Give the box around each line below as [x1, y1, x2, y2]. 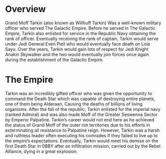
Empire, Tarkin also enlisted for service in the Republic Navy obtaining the [5, 30, 156, 36]
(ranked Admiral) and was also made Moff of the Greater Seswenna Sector [5, 111, 158, 117]
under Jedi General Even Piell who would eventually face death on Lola [5, 41, 150, 47]
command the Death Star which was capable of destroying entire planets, [5, 96, 155, 102]
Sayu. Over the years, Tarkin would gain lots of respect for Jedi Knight [5, 46, 149, 52]
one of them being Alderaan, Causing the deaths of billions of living [5, 101, 143, 107]
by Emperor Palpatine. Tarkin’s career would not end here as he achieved [5, 116, 155, 122]
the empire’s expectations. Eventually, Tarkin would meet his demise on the [5, 138, 159, 144]
